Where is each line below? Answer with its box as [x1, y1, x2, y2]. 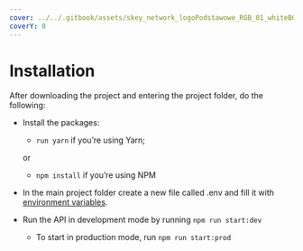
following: [9, 100, 46, 111]
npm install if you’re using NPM [35, 170, 156, 181]
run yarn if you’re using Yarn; [35, 135, 146, 145]
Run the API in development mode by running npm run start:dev [22, 214, 262, 226]
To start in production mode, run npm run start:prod [35, 232, 232, 243]
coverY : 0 [9, 22, 47, 31]
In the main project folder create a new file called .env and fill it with [22, 187, 275, 199]
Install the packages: [22, 117, 100, 128]
